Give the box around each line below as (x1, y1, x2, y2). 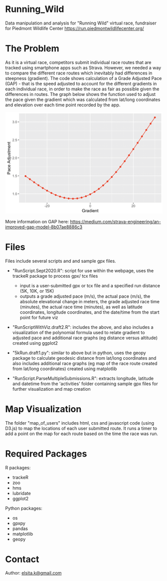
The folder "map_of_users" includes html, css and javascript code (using (5, 420, 155, 426)
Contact (5, 554, 39, 565)
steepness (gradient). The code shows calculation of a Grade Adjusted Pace (5, 75, 162, 81)
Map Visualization (5, 403, 82, 415)
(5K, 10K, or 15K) (19, 288, 54, 294)
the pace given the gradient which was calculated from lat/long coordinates (5, 96, 161, 102)
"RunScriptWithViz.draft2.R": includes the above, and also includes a (12, 324, 154, 330)
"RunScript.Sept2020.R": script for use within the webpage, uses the (12, 267, 154, 273)
